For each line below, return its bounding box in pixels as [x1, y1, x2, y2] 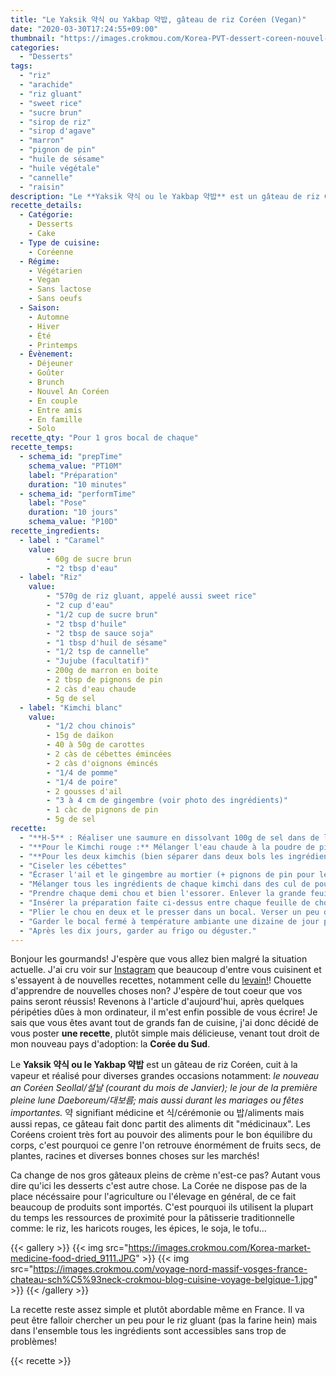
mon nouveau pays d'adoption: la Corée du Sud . [10, 1038, 211, 1050]
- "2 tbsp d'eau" [46, 563, 118, 573]
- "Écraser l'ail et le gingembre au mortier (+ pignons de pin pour [19, 870, 315, 880]
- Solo [28, 424, 56, 434]
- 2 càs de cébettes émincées [46, 749, 172, 759]
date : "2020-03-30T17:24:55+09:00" [10, 24, 159, 34]
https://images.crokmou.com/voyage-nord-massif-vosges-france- [33, 1263, 308, 1275]
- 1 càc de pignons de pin [46, 805, 159, 815]
